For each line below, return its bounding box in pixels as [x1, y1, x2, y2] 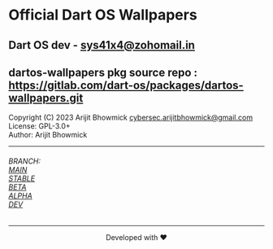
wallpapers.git [8, 91, 84, 105]
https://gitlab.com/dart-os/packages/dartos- [8, 78, 244, 92]
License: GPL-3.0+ [8, 121, 71, 131]
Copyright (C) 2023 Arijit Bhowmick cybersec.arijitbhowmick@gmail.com [8, 112, 253, 123]
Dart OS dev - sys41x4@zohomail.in [8, 38, 195, 52]
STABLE [8, 173, 35, 183]
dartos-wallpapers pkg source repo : [8, 65, 197, 79]
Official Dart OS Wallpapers [8, 6, 197, 24]
